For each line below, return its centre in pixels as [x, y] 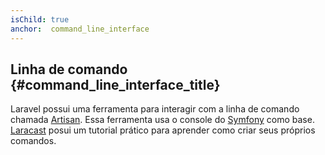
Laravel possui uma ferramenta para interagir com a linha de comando [155, 109]
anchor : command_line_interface [80, 29]
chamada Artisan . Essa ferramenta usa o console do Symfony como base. [162, 120]
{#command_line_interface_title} [115, 84]
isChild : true [40, 19]
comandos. [33, 141]
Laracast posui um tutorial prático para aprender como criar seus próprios [163, 130]
